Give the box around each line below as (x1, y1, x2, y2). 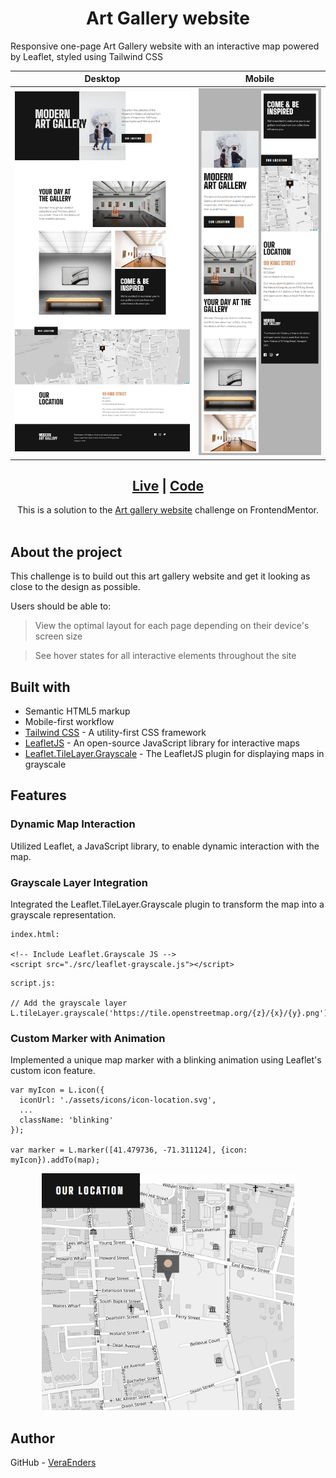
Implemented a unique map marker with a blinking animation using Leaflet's (10, 1054, 322, 1066)
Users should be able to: (10, 600, 112, 612)
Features (10, 787, 67, 804)
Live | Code (131, 477, 205, 494)
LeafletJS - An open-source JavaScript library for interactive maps (24, 737, 300, 749)
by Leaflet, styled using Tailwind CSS (10, 50, 164, 62)
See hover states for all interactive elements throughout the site (34, 650, 297, 662)
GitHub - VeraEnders (10, 1456, 97, 1468)
